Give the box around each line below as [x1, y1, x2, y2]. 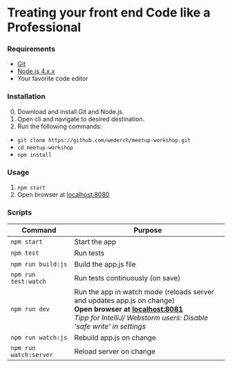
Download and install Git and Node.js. [17, 107, 124, 115]
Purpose [133, 226, 162, 235]
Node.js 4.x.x [17, 67, 55, 75]
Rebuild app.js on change [74, 333, 157, 342]
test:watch [10, 278, 46, 286]
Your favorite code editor [17, 75, 88, 83]
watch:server [10, 351, 54, 359]
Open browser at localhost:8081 [74, 304, 184, 314]
